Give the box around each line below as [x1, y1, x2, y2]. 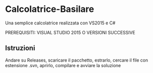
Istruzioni [5, 44, 36, 53]
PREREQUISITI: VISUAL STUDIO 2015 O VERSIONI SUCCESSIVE [5, 29, 135, 35]
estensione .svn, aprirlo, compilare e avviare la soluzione [5, 62, 121, 68]
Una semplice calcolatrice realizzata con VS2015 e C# [5, 20, 115, 26]
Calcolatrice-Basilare [5, 3, 94, 15]
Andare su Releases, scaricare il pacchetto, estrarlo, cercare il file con [5, 57, 149, 63]
